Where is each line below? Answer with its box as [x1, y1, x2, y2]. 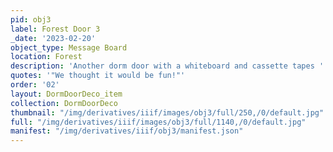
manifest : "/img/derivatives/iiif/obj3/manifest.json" [10, 126, 244, 136]
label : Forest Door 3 [10, 24, 101, 34]
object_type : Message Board [10, 42, 128, 53]
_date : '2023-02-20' [10, 33, 97, 43]
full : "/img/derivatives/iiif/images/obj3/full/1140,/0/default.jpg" [10, 117, 307, 127]
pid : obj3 [10, 14, 52, 25]
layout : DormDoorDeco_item [10, 89, 123, 99]
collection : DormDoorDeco [10, 98, 118, 108]
